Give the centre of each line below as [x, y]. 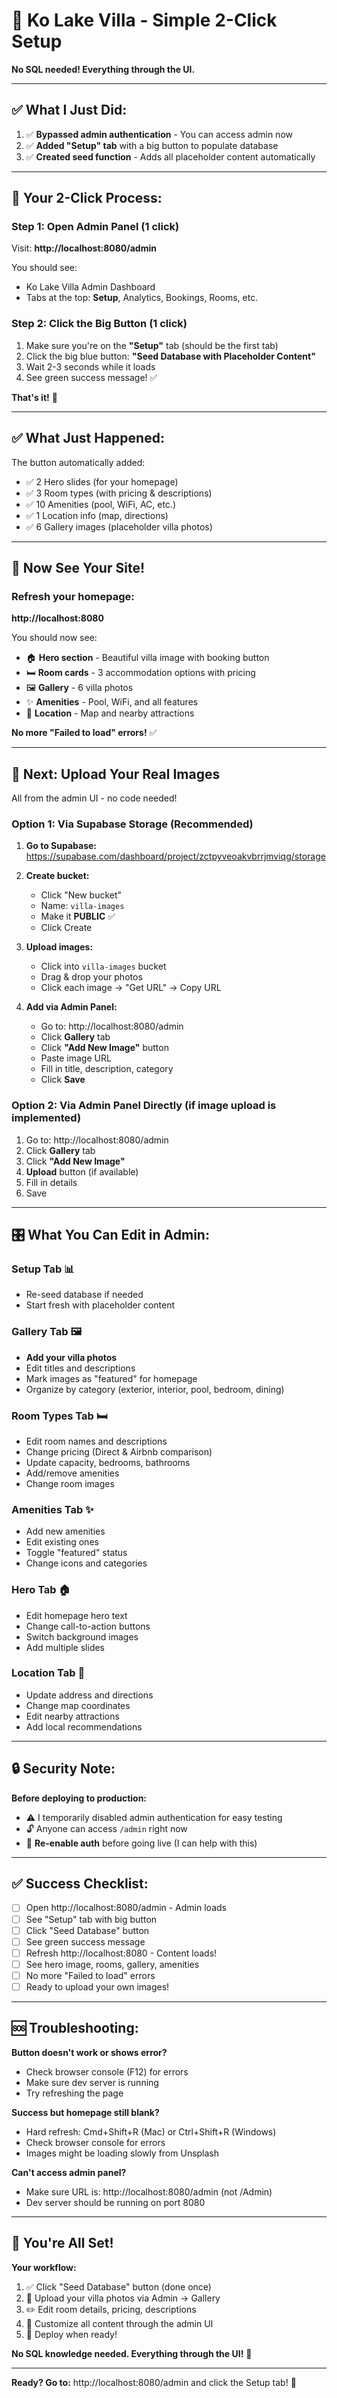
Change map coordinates [78, 1705]
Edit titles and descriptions [80, 1368]
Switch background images [82, 1636]
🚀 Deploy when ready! [71, 2334]
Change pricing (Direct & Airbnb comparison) [119, 1451]
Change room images [70, 1483]
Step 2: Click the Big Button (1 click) [99, 324]
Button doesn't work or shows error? [89, 2052]
